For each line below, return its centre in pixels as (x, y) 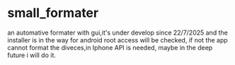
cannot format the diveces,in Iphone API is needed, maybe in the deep (110, 47)
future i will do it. (32, 55)
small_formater (53, 13)
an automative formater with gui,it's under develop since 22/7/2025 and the (117, 32)
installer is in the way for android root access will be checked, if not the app (117, 40)
